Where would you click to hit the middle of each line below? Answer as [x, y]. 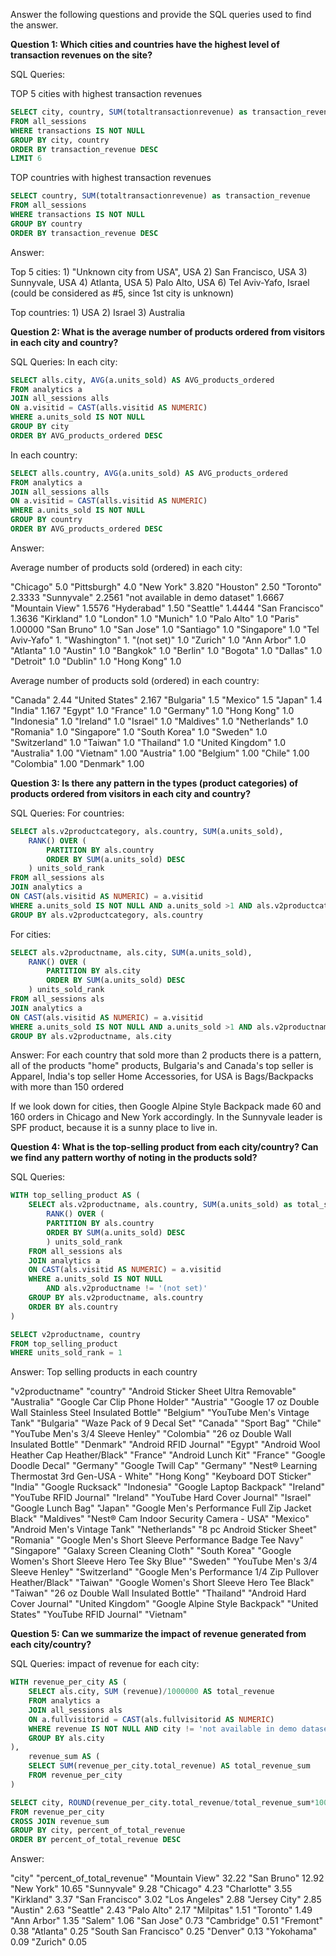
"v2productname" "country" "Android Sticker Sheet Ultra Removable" [153, 1391]
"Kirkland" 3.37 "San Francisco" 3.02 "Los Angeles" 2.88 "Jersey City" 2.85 [166, 1900]
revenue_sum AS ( [64, 1757]
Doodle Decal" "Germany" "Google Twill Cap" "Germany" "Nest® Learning [164, 1466]
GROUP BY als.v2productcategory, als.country [106, 915]
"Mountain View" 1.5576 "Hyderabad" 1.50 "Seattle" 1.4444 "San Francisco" [167, 608]
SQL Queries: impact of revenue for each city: [105, 1664]
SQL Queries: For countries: [67, 813]
